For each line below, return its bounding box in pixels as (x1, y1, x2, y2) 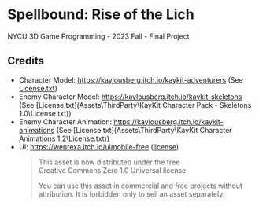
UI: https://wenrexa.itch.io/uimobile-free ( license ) (18, 142, 179, 151)
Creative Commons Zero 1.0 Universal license (38, 165, 187, 175)
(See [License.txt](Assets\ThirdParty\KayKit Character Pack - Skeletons (18, 100, 252, 109)
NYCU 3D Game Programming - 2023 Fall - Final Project (7, 31, 190, 41)
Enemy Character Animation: (18, 116, 112, 127)
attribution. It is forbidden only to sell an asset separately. (38, 189, 225, 198)
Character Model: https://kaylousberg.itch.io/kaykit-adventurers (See (18, 75, 243, 84)
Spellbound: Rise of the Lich (7, 6, 194, 24)
